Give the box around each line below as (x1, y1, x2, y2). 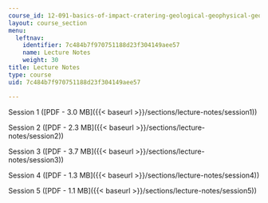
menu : (8, 26, 26, 34)
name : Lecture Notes (22, 49, 91, 57)
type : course (8, 71, 52, 79)
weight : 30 (22, 57, 59, 64)
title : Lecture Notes (8, 64, 81, 72)
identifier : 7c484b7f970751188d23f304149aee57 (22, 41, 180, 49)
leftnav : (15, 33, 45, 42)
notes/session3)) (8, 154, 64, 164)
